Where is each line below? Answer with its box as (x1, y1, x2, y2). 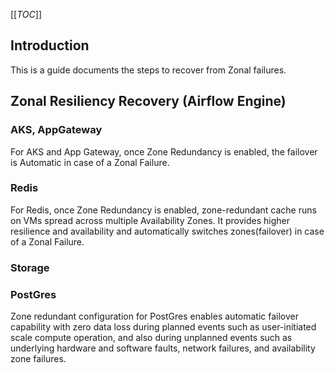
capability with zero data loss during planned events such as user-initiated (10, 321, 317, 333)
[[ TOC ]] (10, 9, 42, 20)
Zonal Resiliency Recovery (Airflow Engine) (10, 93, 287, 110)
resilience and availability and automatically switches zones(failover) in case (10, 225, 325, 237)
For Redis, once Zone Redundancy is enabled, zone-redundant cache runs (10, 204, 317, 216)
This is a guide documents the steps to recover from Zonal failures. (10, 64, 287, 76)
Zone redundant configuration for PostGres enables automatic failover (10, 310, 300, 323)
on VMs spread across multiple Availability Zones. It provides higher (10, 214, 290, 226)
